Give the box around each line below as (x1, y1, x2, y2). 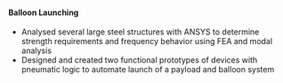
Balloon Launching (8, 7, 79, 18)
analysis (20, 45, 53, 57)
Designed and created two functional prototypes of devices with (20, 55, 258, 65)
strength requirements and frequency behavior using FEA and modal (20, 36, 273, 47)
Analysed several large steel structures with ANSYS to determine (20, 26, 260, 37)
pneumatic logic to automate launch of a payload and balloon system (20, 64, 275, 75)
